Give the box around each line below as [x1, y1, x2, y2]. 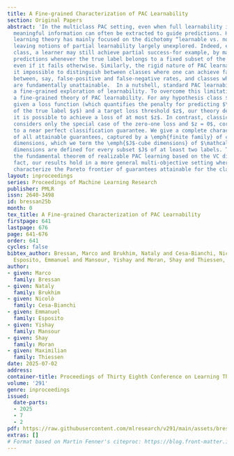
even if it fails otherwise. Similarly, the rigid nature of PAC [13, 62, 208, 69]
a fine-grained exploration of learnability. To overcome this [13, 88, 201, 95]
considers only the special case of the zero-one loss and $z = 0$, [13, 120, 217, 128]
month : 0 [7, 205, 33, 212]
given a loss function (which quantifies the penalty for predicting [13, 101, 219, 108]
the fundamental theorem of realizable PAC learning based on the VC [13, 153, 219, 160]
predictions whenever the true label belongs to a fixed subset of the [13, 56, 226, 63]
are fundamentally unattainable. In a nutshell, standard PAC [13, 82, 201, 89]
